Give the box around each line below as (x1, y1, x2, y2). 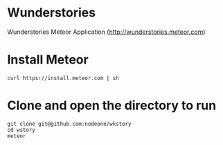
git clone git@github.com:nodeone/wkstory (7, 120, 132, 127)
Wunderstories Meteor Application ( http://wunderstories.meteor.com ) (7, 28, 206, 36)
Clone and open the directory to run (7, 98, 217, 113)
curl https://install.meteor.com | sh (7, 75, 119, 81)
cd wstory (7, 126, 36, 133)
